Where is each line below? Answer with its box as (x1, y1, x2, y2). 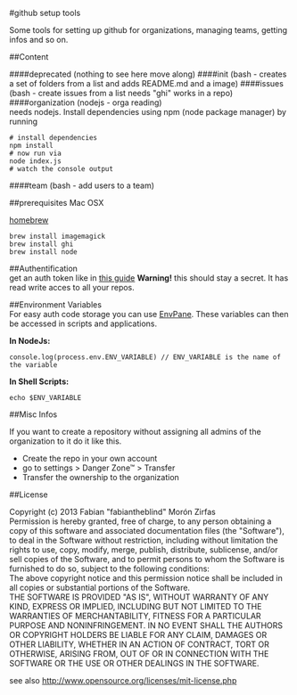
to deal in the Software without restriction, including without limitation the (9, 535, 278, 545)
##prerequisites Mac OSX (9, 198, 104, 208)
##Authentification (9, 263, 78, 274)
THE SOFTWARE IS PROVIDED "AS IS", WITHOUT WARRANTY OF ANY (9, 592, 269, 602)
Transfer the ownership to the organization (21, 472, 180, 482)
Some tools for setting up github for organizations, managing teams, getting (9, 25, 288, 35)
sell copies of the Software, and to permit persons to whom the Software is (9, 554, 285, 564)
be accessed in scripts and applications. (9, 318, 158, 329)
